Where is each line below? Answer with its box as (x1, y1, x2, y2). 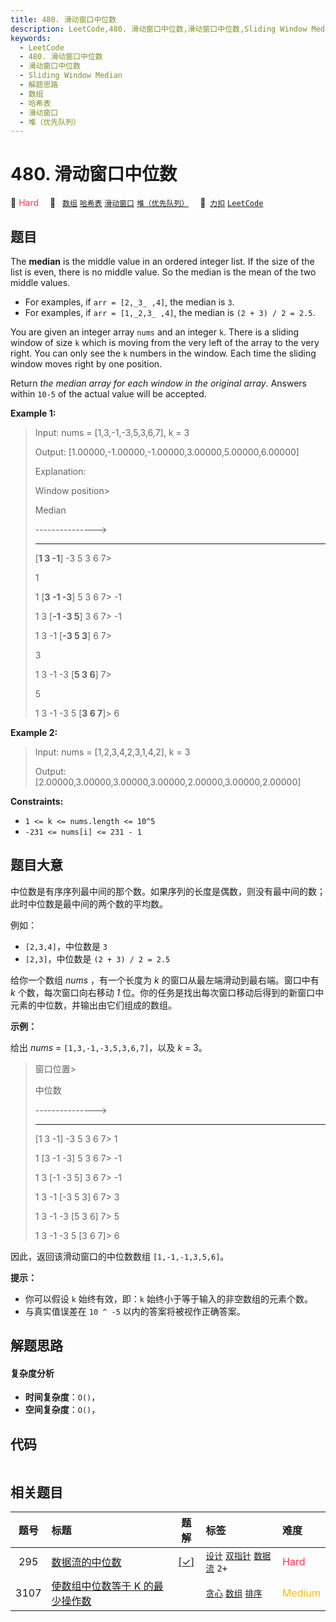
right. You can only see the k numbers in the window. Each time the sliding (10, 347, 317, 359)
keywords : (10, 33, 52, 43)
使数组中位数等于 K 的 (51, 1579, 154, 1593)
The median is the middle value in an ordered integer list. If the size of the (10, 256, 315, 267)
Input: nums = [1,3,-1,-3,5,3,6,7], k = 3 (34, 427, 190, 438)
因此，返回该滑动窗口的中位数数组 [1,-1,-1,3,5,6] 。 (10, 1250, 230, 1262)
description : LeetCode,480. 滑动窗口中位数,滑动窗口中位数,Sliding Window (10, 24, 308, 34)
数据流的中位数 (51, 1556, 122, 1570)
